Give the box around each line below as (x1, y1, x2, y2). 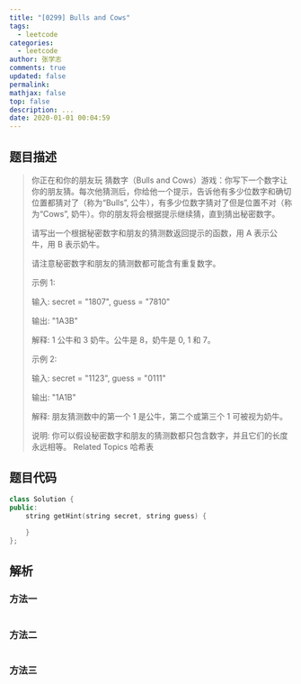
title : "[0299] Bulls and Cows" (9, 13, 130, 22)
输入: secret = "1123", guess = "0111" (31, 373, 166, 383)
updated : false (9, 72, 66, 81)
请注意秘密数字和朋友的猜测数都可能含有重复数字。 (31, 257, 221, 268)
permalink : (9, 80, 50, 89)
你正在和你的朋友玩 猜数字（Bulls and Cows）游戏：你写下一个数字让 (31, 175, 288, 185)
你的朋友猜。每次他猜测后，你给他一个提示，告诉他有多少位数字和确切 (31, 185, 292, 196)
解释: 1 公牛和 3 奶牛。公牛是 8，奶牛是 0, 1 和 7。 (31, 334, 216, 345)
